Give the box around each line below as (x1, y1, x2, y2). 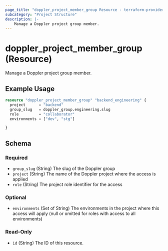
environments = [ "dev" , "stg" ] (9, 116, 75, 121)
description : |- (5, 16, 39, 21)
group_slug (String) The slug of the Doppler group (12, 165, 115, 171)
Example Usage (5, 84, 55, 93)
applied (12, 176, 28, 182)
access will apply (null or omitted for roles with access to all (12, 210, 136, 216)
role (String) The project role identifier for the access (12, 181, 122, 187)
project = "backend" (9, 102, 64, 107)
